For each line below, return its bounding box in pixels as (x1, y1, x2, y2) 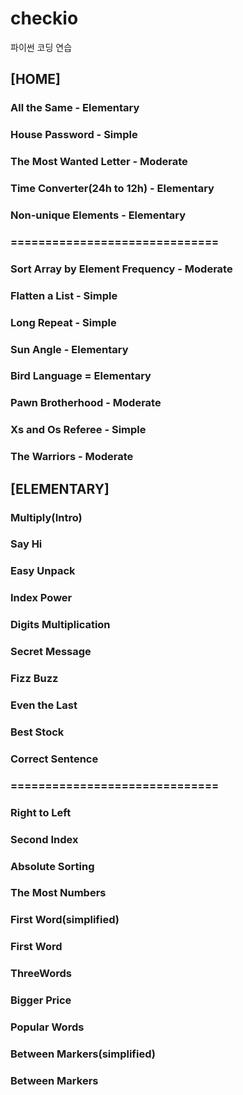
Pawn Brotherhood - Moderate (10, 396, 162, 410)
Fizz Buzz (10, 672, 59, 686)
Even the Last (10, 698, 78, 712)
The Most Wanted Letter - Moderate (10, 155, 188, 169)
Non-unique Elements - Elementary (10, 208, 186, 222)
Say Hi (10, 537, 43, 551)
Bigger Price (10, 993, 72, 1007)
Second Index (10, 832, 79, 846)
